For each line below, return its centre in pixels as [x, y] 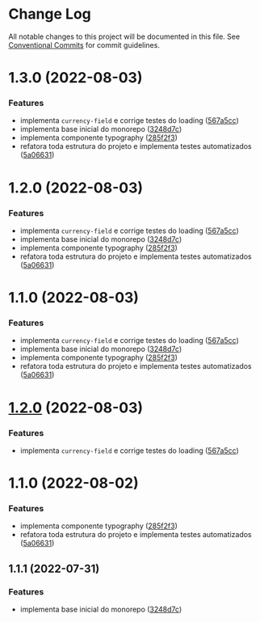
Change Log [50, 14]
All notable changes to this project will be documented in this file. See [124, 36]
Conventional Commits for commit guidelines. [84, 44]
